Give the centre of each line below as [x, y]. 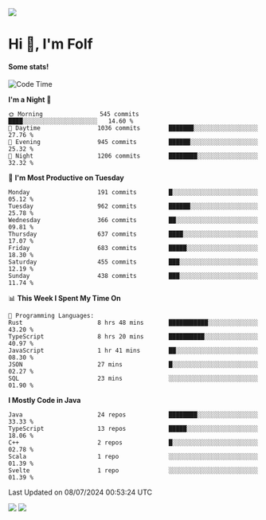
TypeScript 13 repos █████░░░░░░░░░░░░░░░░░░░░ [133, 429]
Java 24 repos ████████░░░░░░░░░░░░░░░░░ [133, 415]
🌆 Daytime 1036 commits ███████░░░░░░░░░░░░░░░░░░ [133, 128]
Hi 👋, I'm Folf [51, 44]
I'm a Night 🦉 [30, 100]
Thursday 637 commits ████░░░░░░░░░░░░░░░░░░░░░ [133, 234]
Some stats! [29, 66]
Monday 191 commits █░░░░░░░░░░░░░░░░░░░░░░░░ [133, 193]
